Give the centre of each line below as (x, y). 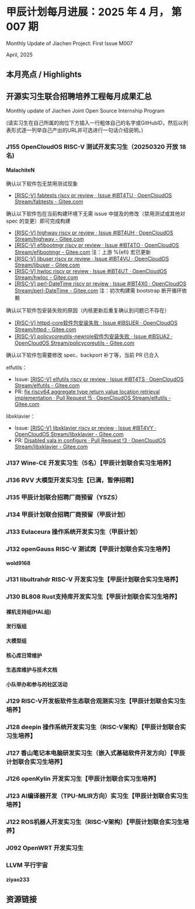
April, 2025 (20, 55)
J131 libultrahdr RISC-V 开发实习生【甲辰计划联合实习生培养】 (94, 580)
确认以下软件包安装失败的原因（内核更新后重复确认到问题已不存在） (88, 311)
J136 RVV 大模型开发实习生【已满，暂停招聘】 (72, 480)
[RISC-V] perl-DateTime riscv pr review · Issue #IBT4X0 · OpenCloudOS (100, 284)
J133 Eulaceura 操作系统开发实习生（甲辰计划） (74, 532)
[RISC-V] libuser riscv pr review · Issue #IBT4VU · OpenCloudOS (92, 259)
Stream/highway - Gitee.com (49, 239)
